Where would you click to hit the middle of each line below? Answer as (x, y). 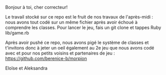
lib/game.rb (17, 33)
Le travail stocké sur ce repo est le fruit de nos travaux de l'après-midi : (79, 17)
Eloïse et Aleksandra (26, 68)
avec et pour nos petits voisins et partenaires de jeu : (60, 53)
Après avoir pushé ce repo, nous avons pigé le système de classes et (77, 42)
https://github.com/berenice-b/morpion (46, 58)
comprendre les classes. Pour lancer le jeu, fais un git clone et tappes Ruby (83, 27)
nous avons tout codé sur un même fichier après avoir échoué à (71, 22)
